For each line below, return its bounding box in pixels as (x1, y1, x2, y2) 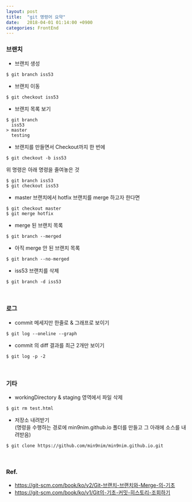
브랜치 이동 (14, 83, 40, 90)
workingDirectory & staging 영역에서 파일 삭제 (14, 394, 123, 401)
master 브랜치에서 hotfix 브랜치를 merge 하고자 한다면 (14, 194, 140, 201)
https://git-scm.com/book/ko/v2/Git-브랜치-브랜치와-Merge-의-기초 (14, 481, 176, 489)
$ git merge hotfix (6, 210, 54, 217)
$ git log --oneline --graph (6, 330, 77, 337)
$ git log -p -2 (6, 353, 46, 359)
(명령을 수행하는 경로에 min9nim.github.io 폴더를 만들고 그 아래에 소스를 (14, 424, 180, 431)
